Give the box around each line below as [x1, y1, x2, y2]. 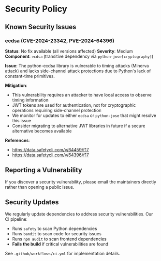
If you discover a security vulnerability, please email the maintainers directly [5, 179, 156, 185]
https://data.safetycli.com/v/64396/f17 [12, 152, 89, 158]
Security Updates [5, 198, 59, 207]
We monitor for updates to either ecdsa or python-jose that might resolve [12, 113, 157, 118]
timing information [12, 97, 49, 103]
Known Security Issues [5, 23, 76, 31]
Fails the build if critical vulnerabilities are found [12, 241, 109, 247]
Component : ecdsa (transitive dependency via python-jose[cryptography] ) [5, 53, 154, 59]
